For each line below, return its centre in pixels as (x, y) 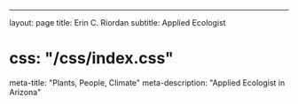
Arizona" (25, 92)
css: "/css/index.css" (92, 59)
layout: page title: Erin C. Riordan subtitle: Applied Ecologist (118, 22)
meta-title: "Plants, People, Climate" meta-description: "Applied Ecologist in (147, 82)
